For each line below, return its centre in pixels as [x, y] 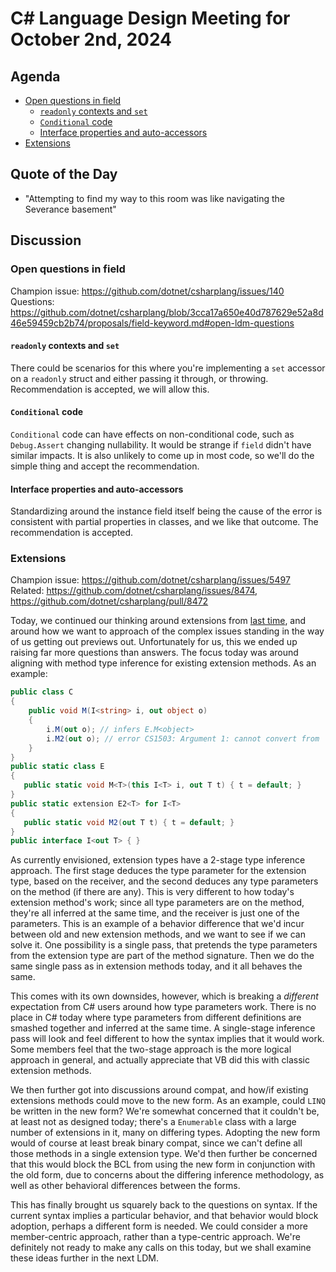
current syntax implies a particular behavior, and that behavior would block [164, 1216]
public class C [42, 692]
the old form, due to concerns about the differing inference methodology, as [167, 1175]
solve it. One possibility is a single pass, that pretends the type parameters [164, 945]
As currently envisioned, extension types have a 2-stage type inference [158, 860]
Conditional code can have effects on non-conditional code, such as [152, 434]
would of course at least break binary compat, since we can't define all [156, 1143]
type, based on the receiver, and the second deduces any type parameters [164, 881]
